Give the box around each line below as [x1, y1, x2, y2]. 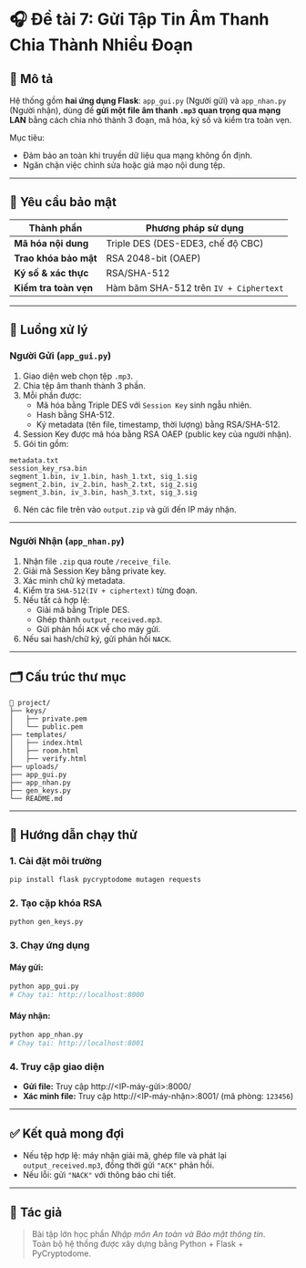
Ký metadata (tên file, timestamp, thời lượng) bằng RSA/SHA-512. [36, 419, 280, 430]
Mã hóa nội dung [14, 236, 89, 249]
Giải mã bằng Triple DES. [36, 604, 130, 615]
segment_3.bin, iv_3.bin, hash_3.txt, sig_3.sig [9, 487, 198, 497]
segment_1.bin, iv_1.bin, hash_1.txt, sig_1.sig [9, 472, 198, 481]
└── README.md [9, 794, 64, 803]
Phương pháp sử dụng [145, 222, 244, 234]
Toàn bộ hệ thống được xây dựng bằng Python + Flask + [31, 1239, 244, 1250]
